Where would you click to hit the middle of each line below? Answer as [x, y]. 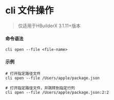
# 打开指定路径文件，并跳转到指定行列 [40, 88]
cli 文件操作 [30, 11]
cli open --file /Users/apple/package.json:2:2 [57, 93]
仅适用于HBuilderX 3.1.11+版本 [49, 26]
